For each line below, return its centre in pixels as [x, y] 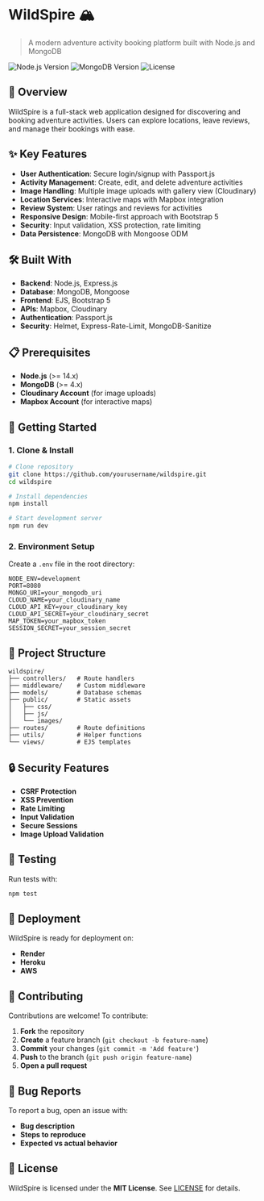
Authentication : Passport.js [66, 318]
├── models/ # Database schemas [75, 693]
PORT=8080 [25, 586]
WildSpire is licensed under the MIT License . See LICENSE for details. [124, 1188]
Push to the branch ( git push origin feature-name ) [106, 1057]
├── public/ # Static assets [70, 700]
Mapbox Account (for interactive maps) [86, 402]
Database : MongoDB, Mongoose [75, 292]
